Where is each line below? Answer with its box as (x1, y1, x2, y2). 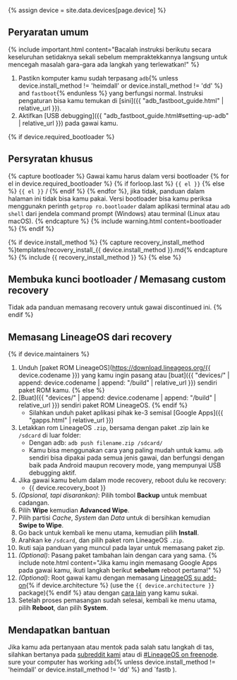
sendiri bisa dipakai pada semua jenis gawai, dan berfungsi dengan (28, 453, 225, 462)
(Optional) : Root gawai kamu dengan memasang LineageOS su (18, 573, 202, 582)
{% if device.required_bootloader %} (8, 132, 115, 141)
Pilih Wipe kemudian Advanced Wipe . (18, 506, 130, 515)
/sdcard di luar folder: (18, 431, 82, 440)
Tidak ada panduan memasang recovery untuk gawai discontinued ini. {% (8, 303, 223, 311)
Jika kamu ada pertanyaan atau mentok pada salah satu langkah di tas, (8, 643, 214, 652)
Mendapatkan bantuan (8, 624, 111, 636)
